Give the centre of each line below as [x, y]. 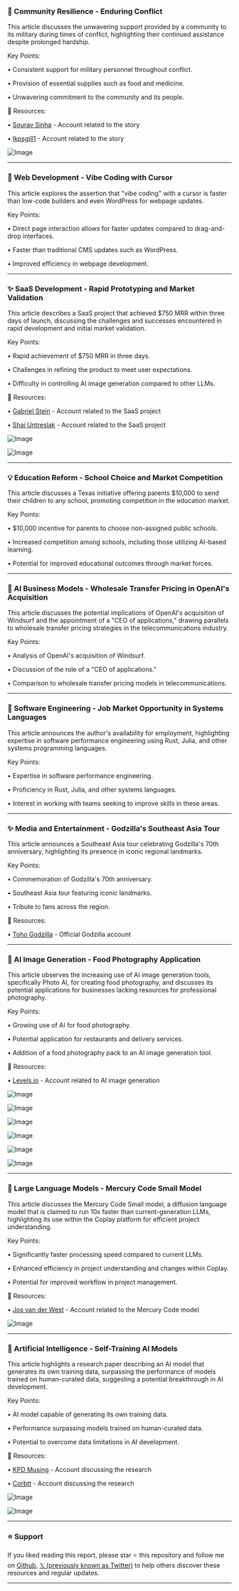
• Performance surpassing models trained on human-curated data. [105, 1428]
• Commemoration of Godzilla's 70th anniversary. [80, 879]
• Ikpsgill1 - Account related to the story [66, 139]
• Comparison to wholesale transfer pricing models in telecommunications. [117, 683]
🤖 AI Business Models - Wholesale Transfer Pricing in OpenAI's [118, 589]
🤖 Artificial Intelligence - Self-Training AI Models [92, 1348]
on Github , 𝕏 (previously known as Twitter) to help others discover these [114, 1565]
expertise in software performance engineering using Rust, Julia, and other [117, 740]
